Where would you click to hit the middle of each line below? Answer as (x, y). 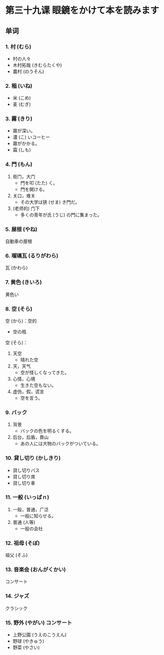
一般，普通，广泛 (31, 509)
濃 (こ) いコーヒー (31, 137)
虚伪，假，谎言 (28, 391)
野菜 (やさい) (26, 647)
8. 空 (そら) (19, 309)
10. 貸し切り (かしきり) (33, 458)
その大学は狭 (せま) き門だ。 (50, 202)
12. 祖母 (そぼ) (22, 543)
